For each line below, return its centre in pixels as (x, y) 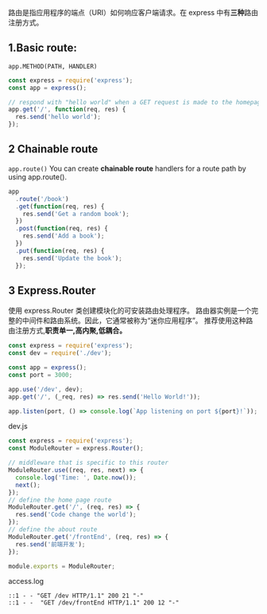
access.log (26, 581)
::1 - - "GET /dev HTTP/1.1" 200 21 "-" (76, 596)
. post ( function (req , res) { (62, 229)
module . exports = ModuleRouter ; (62, 566)
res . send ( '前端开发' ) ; (50, 544)
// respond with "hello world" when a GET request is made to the (120, 102)
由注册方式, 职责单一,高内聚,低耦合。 (68, 331)
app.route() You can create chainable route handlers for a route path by (127, 168)
